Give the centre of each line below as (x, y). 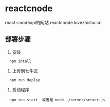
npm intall (20, 61)
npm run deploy (25, 80)
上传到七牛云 (25, 71)
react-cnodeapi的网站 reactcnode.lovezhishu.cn (54, 22)
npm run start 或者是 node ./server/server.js (57, 100)
